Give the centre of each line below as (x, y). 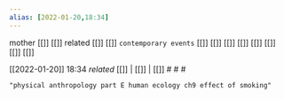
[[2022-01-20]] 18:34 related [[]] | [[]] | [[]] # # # (98, 69)
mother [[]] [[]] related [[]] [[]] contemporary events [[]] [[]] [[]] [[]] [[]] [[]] (143, 42)
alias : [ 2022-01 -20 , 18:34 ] (59, 17)
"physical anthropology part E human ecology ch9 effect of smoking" (141, 85)
